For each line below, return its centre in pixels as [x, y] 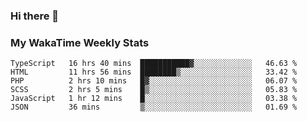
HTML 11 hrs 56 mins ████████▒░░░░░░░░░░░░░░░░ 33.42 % [154, 72]
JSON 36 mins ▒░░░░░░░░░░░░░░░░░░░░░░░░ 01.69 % [154, 107]
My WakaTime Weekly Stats [80, 42]
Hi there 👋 [35, 16]
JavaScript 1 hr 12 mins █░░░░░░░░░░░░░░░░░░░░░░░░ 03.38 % [154, 99]
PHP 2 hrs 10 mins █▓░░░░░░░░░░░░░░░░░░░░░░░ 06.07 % [154, 81]
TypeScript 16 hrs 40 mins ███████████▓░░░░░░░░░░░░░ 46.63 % [154, 64]
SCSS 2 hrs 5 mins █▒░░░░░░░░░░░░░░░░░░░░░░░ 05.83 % [154, 90]
